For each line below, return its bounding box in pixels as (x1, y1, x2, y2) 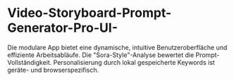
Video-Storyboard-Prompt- (7, 5, 172, 21)
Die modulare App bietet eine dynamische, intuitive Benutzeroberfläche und (7, 43, 228, 51)
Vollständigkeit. (7, 58, 52, 66)
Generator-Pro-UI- (7, 20, 118, 36)
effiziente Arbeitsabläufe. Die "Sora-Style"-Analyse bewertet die (7, 51, 195, 59)
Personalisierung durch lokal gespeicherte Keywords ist (53, 58, 215, 66)
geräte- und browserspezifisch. (7, 66, 99, 74)
